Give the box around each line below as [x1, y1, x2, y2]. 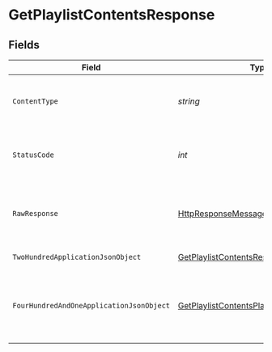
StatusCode [12, 151, 54, 159]
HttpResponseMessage [177, 208, 267, 219]
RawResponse [12, 209, 59, 218]
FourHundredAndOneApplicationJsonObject [12, 301, 170, 310]
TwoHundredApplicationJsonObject [12, 252, 142, 261]
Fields [8, 38, 40, 52]
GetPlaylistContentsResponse [8, 6, 215, 24]
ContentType [12, 97, 59, 106]
